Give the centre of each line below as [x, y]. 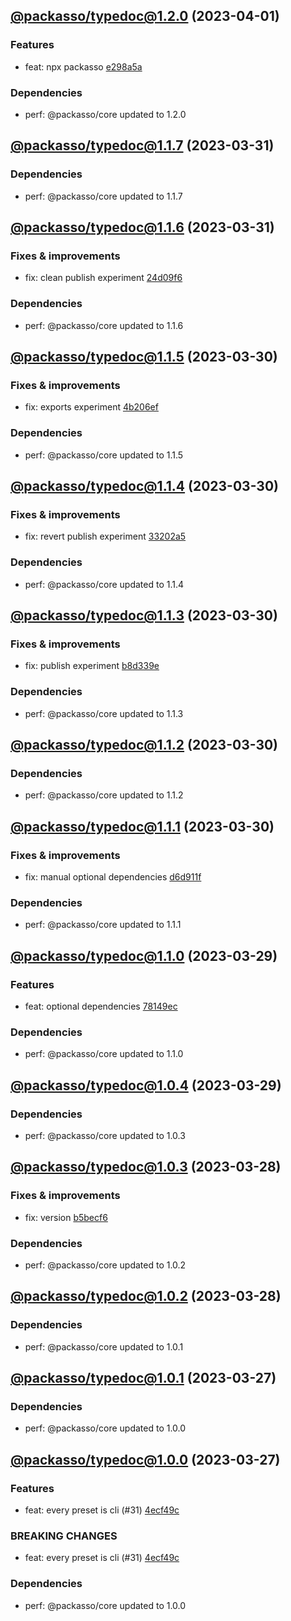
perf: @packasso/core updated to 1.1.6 [104, 325]
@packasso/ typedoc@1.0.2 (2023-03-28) [146, 1296]
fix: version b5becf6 [66, 1217]
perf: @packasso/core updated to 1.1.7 [103, 196]
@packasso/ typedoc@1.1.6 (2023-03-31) [142, 227]
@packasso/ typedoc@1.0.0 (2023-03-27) [145, 1459]
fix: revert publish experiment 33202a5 [105, 536]
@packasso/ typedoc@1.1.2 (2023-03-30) [144, 745]
